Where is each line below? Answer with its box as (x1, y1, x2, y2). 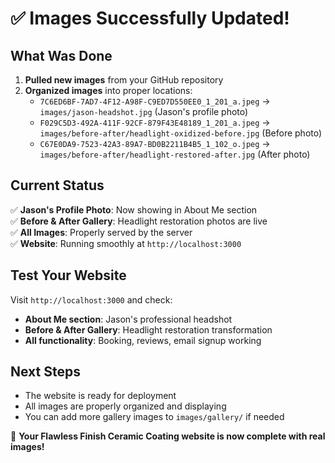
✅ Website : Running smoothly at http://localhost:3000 (10, 237, 242, 249)
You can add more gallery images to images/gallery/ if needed (24, 411, 285, 423)
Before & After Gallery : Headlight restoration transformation (24, 323, 273, 336)
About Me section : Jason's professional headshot (24, 313, 233, 325)
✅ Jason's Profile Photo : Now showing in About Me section (10, 203, 258, 216)
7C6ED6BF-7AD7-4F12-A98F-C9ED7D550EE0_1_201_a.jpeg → (39, 95, 271, 107)
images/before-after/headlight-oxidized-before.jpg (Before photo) (39, 127, 323, 139)
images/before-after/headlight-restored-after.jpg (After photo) (39, 148, 311, 160)
